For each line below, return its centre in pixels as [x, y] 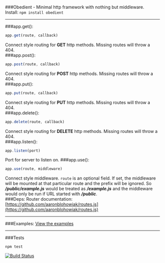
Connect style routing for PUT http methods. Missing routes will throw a [78, 102]
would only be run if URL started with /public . [51, 194]
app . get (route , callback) [31, 35]
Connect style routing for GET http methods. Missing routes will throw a [78, 45]
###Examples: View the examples [39, 224]
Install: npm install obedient [34, 12]
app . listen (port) [23, 151]
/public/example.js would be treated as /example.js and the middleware [79, 189]
